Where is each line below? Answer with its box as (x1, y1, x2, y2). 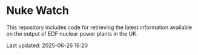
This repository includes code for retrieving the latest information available (6, 24, 193, 31)
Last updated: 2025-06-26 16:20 (6, 42, 88, 49)
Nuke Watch (6, 4, 70, 18)
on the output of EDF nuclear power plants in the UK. (6, 30, 138, 37)
